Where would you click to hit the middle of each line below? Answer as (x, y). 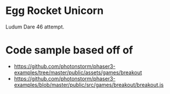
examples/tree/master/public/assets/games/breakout (78, 72)
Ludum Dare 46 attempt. (35, 27)
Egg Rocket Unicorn (55, 11)
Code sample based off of (69, 50)
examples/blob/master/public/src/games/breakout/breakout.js (89, 85)
